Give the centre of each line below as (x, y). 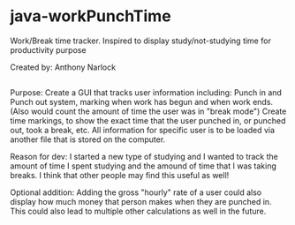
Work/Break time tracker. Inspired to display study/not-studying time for (141, 41)
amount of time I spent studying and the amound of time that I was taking (144, 166)
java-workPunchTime (91, 16)
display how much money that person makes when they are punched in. (141, 202)
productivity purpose (48, 49)
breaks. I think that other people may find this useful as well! (120, 176)
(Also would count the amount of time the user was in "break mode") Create (148, 111)
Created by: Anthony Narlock (63, 67)
